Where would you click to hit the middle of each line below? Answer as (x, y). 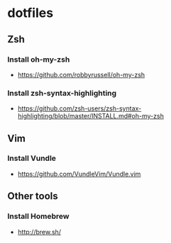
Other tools (33, 196)
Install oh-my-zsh (39, 60)
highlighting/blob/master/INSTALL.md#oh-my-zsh (91, 116)
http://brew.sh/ (39, 232)
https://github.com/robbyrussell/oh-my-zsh (81, 74)
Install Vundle (32, 159)
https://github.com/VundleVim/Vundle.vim (79, 174)
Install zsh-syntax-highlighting (62, 93)
